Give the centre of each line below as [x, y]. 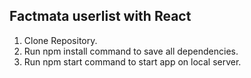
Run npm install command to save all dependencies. [131, 51]
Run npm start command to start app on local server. [132, 61]
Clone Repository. [60, 40]
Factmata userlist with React [100, 16]
